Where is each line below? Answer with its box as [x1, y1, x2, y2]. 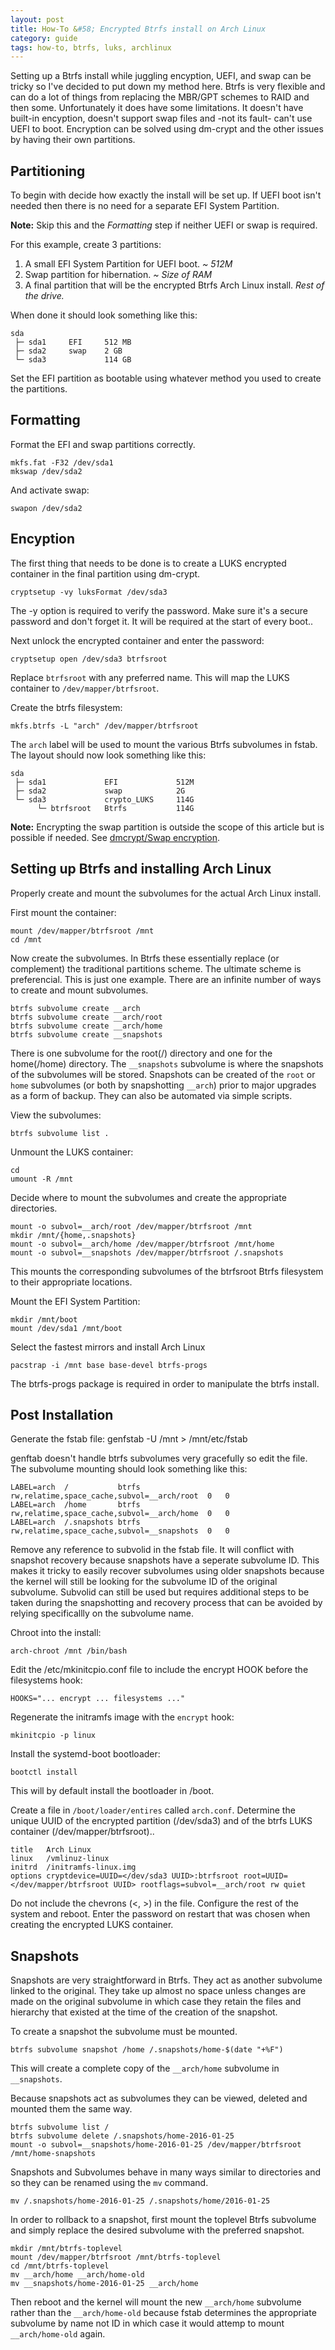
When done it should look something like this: [10, 309, 198, 321]
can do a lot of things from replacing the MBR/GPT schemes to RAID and [10, 91, 310, 103]
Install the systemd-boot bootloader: [10, 1748, 161, 1760]
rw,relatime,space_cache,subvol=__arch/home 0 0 [10, 1509, 230, 1519]
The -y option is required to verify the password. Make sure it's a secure [10, 604, 308, 616]
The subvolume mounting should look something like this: [10, 1463, 248, 1475]
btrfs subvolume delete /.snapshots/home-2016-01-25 [10, 2131, 235, 2141]
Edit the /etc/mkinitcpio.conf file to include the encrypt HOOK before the [10, 1664, 309, 1676]
